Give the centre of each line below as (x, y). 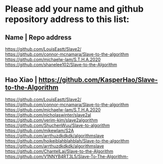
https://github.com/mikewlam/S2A (40, 130)
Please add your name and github (74, 9)
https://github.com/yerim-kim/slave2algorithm (51, 120)
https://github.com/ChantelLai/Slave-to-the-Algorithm (59, 151)
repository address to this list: (67, 19)
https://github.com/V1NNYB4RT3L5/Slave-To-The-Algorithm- (67, 156)
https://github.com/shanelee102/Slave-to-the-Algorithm (61, 65)
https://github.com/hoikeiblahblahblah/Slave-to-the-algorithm (67, 141)
